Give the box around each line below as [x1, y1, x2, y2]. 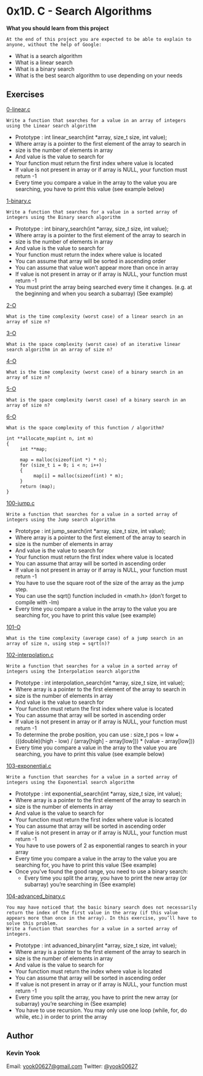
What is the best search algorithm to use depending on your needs [15, 71, 183, 79]
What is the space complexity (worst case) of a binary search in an [6, 396, 187, 403]
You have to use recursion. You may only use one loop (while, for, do [15, 1006, 187, 1014]
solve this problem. [6, 920, 59, 927]
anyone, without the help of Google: [6, 41, 102, 48]
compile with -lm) [15, 598, 60, 606]
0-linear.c [6, 106, 30, 113]
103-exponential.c [6, 762, 52, 769]
